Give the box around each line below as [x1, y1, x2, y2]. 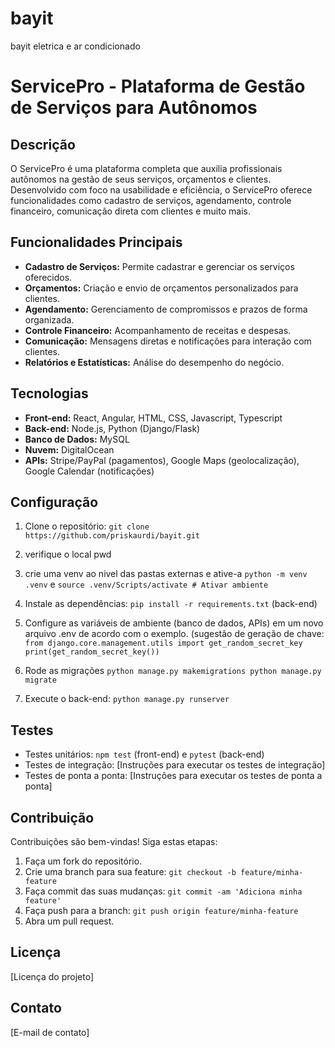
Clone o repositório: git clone [24, 520, 150, 532]
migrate [24, 675, 57, 686]
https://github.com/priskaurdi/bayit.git [24, 531, 200, 541]
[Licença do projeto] [10, 970, 95, 982]
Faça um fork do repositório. [24, 855, 143, 867]
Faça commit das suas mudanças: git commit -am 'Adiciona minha [24, 885, 303, 897]
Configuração [10, 493, 99, 511]
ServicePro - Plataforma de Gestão [10, 75, 306, 98]
